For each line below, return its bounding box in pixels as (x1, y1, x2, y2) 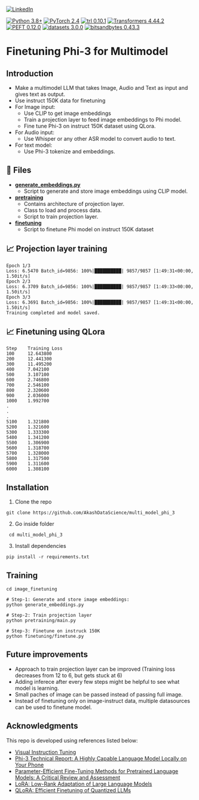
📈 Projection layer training (6, 244, 108, 254)
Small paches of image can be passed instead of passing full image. (14, 690, 183, 698)
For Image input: (14, 104, 56, 110)
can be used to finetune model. (14, 704, 92, 711)
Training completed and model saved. (6, 310, 100, 316)
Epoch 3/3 (6, 294, 31, 300)
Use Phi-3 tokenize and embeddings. (23, 148, 115, 155)
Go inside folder (14, 520, 55, 528)
